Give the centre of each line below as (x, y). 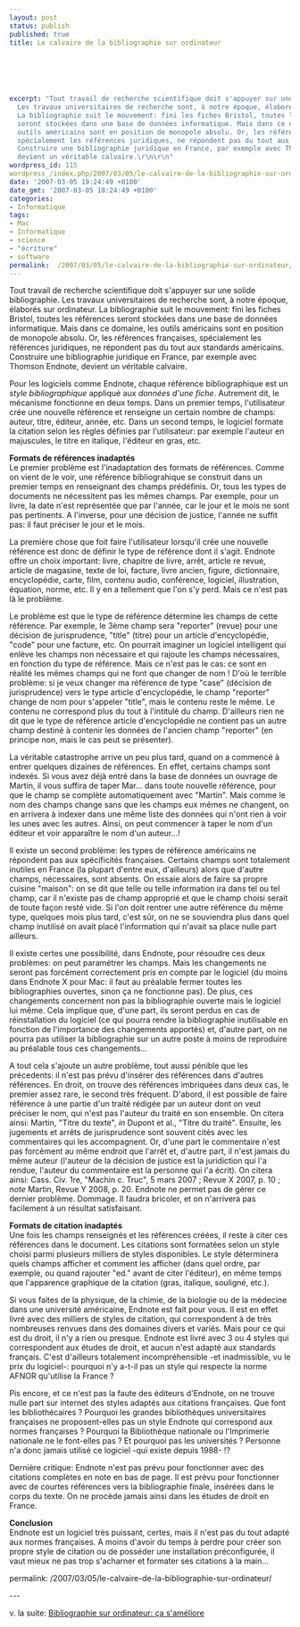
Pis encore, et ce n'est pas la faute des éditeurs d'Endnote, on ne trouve (142, 1394)
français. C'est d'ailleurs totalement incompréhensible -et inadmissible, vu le (150, 1357)
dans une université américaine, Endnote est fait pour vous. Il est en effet (144, 1309)
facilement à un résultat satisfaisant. (76, 1208)
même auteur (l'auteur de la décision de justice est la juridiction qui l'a (138, 1161)
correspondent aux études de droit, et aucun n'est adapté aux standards (143, 1348)
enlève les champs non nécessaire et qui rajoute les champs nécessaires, (145, 655)
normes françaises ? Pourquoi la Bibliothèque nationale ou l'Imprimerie (139, 1431)
